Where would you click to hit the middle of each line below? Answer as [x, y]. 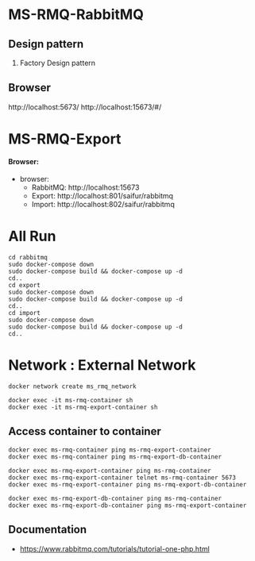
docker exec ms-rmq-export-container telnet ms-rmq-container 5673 [122, 478]
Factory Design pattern [58, 63]
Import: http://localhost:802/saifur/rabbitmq [103, 205]
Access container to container [85, 431]
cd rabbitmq [28, 258]
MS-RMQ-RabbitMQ [76, 15]
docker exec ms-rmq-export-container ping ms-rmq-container [110, 471]
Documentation [48, 530]
